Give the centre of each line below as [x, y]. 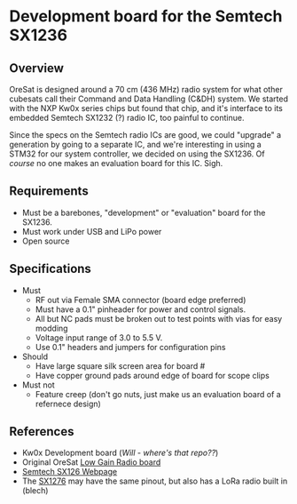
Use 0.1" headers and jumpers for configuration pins [130, 347]
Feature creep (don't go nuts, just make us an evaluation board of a [158, 394]
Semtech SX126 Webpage [70, 472]
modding [51, 328]
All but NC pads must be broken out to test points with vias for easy [159, 318]
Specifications [50, 269]
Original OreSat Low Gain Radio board [91, 462]
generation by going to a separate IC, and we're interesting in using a [135, 144]
